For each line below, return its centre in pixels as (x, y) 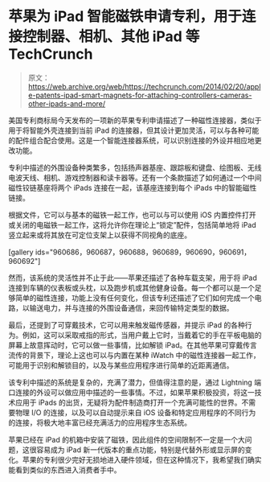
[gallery (21, 252)
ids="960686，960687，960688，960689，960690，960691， (143, 252)
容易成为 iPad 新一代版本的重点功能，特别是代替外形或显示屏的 (140, 449)
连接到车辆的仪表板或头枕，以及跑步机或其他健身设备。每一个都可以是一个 (131, 287)
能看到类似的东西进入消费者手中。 (65, 470)
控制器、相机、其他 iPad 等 (111, 37)
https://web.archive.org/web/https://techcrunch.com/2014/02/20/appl (144, 86)
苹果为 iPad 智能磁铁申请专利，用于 (125, 16)
